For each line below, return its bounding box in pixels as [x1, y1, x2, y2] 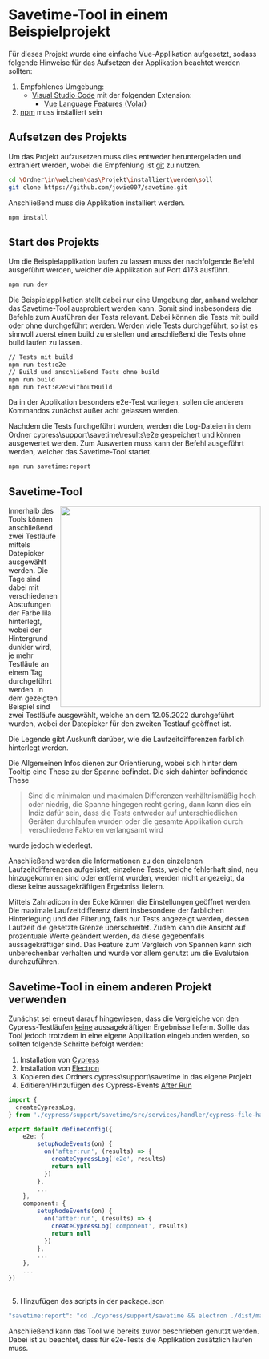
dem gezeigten [8, 693, 58, 703]
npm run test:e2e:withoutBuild [8, 383, 113, 391]
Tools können [8, 514, 54, 524]
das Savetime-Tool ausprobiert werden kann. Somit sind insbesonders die [8, 304, 252, 313]
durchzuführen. [8, 957, 60, 966]
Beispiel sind [8, 702, 50, 712]
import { [8, 1095, 38, 1103]
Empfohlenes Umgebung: [19, 82, 104, 91]
